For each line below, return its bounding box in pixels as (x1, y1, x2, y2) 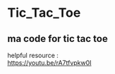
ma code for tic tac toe (7, 33, 108, 45)
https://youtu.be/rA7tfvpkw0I (7, 59, 92, 67)
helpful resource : (7, 51, 59, 59)
